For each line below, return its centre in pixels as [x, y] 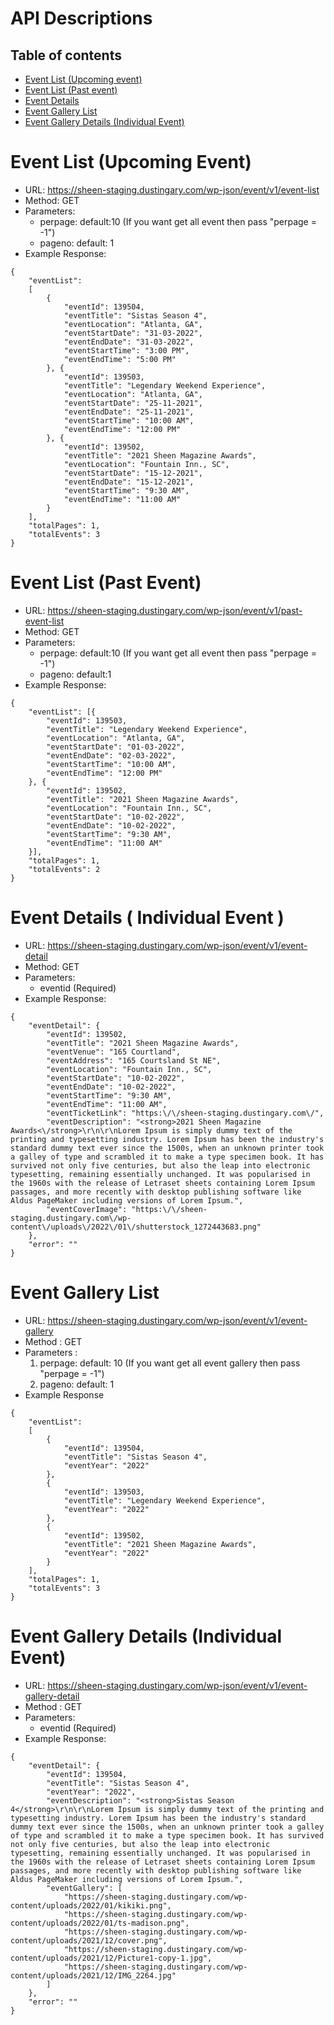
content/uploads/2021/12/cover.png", [89, 1940]
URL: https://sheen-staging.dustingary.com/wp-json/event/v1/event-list [172, 189]
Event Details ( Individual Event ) [147, 918]
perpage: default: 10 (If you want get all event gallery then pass [170, 1363]
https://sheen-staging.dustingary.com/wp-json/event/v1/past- [175, 610]
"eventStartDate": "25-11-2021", [133, 403]
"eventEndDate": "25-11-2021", [129, 412]
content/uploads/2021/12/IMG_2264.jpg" [93, 1975]
